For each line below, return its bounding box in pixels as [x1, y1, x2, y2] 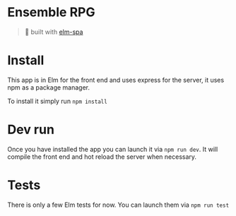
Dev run [7, 121, 55, 138]
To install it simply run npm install [7, 97, 107, 105]
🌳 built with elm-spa [24, 28, 83, 36]
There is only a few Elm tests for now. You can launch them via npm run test [7, 200, 230, 209]
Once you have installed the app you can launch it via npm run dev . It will [7, 145, 218, 153]
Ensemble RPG [7, 4, 95, 20]
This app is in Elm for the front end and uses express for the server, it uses [7, 76, 225, 84]
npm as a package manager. [7, 83, 90, 92]
